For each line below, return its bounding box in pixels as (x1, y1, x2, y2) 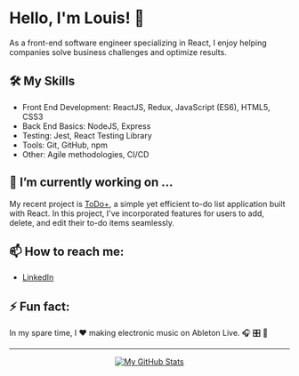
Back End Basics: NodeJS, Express (21, 120, 151, 132)
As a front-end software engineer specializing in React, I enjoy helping (9, 37, 267, 48)
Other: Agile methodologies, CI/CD (21, 148, 149, 159)
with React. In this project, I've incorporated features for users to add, (9, 208, 265, 219)
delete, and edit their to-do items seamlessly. (9, 217, 175, 228)
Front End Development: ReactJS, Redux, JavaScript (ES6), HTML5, (21, 101, 271, 112)
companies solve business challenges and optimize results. (9, 46, 227, 57)
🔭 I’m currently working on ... (9, 175, 174, 190)
